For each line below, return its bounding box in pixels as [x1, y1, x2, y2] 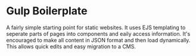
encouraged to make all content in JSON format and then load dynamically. [6, 36, 191, 43]
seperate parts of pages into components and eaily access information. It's [6, 30, 191, 37]
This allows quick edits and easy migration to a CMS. [6, 43, 136, 50]
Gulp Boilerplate [6, 4, 88, 18]
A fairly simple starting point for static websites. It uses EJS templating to [6, 24, 186, 31]
